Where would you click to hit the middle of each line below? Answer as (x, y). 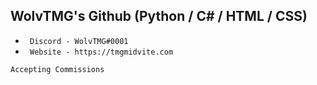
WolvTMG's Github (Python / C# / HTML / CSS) (159, 16)
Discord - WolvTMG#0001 (79, 41)
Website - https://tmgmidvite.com (101, 52)
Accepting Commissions (57, 69)
